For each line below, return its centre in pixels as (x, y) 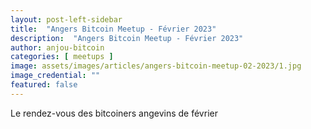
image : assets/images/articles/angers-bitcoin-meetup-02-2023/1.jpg (156, 66)
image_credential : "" (55, 76)
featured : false (44, 85)
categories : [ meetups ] (62, 57)
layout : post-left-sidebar (66, 19)
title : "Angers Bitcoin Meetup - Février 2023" (113, 29)
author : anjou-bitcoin (57, 47)
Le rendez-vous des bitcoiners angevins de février (114, 113)
